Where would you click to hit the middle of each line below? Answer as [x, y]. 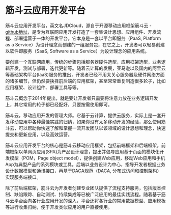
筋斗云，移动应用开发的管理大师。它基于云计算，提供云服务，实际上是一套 [83, 115]
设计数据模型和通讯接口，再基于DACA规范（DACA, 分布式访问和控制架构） [83, 171]
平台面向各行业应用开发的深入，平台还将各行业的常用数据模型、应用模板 [90, 200]
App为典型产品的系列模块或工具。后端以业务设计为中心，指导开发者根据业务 [85, 164]
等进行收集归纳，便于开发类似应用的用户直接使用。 [59, 207]
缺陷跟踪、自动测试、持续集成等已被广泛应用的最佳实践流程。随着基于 [88, 194]
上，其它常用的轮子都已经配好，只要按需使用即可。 [59, 104]
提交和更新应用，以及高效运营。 [39, 134]
